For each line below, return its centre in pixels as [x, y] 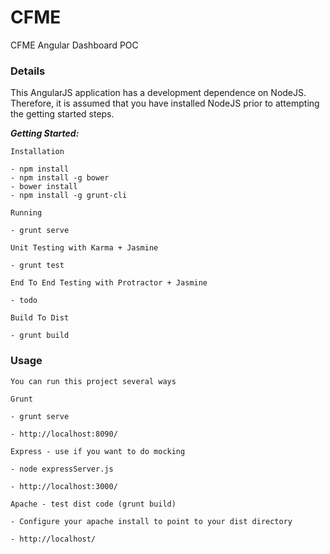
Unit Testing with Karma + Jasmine [84, 248]
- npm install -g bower [60, 178]
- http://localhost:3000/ [64, 486]
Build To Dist [40, 318]
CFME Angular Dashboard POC [74, 45]
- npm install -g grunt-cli [69, 196]
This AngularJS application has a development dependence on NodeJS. [158, 93]
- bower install [44, 187]
